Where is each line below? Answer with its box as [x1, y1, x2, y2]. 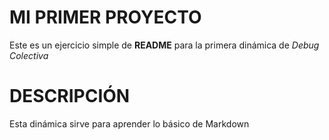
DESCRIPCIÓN [9, 85, 131, 108]
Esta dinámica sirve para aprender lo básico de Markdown [9, 117, 250, 130]
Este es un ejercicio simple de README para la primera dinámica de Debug [9, 39, 320, 51]
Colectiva [9, 49, 49, 61]
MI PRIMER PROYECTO [9, 6, 202, 29]
